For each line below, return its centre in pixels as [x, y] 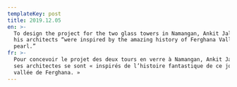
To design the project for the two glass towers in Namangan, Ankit [116, 33]
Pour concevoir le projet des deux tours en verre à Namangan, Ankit [118, 60]
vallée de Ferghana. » [47, 72]
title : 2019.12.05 [34, 20]
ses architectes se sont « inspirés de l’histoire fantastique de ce [118, 66]
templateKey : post [34, 14]
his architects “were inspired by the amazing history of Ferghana [115, 40]
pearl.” [25, 46]
